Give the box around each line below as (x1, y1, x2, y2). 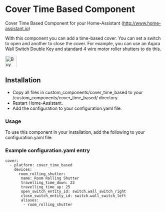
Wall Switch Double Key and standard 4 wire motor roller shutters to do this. (5, 46, 161, 52)
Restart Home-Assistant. (12, 100, 63, 106)
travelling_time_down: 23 (20, 180, 75, 185)
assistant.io (5, 25, 29, 31)
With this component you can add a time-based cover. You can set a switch (5, 35, 161, 41)
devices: (14, 167, 32, 172)
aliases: (20, 198, 39, 203)
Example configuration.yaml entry (5, 147, 90, 154)
